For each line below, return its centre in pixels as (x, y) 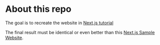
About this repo (38, 9)
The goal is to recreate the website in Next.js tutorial (59, 23)
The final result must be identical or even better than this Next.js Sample (80, 32)
